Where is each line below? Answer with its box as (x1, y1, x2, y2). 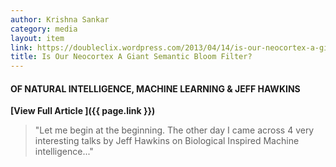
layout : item (10, 33, 65, 43)
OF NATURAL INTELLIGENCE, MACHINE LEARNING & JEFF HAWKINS (10, 82, 301, 95)
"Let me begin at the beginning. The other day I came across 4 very (34, 124, 315, 136)
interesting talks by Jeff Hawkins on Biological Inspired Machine (34, 135, 300, 147)
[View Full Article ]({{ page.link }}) (10, 105, 156, 117)
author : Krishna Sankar (10, 14, 110, 25)
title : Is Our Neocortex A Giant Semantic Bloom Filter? (10, 52, 253, 62)
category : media (10, 24, 78, 34)
